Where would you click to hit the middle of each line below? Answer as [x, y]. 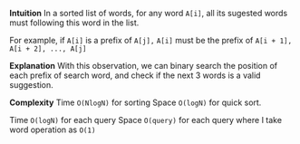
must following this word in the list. [74, 23]
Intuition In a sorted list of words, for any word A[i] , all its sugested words [149, 13]
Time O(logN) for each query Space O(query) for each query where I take [146, 120]
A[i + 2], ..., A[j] [48, 49]
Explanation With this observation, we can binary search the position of [144, 66]
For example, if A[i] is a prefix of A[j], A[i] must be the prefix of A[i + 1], [151, 40]
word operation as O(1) [53, 130]
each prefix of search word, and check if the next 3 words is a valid [135, 75]
